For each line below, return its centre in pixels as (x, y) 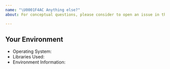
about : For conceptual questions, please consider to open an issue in (82, 15)
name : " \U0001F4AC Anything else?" (43, 10)
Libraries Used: (28, 57)
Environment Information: (39, 62)
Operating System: (32, 51)
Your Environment (34, 39)
